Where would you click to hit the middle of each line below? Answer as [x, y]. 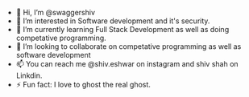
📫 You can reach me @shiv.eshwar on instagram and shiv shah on [127, 64]
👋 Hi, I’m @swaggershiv [55, 12]
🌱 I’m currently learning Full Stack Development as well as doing [122, 29]
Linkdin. [29, 75]
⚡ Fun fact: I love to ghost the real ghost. [83, 85]
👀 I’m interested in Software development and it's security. [113, 21]
